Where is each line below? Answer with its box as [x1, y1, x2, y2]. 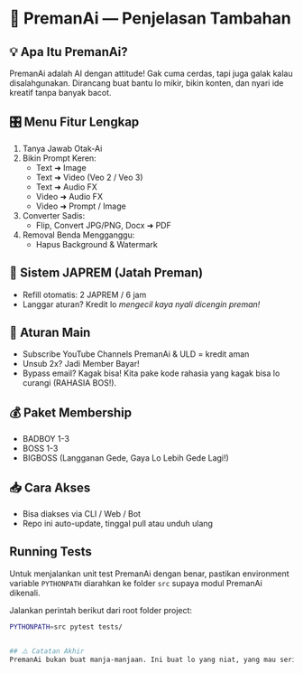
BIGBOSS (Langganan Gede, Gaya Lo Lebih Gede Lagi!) [22, 453, 230, 463]
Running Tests [9, 544, 92, 559]
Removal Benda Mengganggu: [22, 229, 135, 240]
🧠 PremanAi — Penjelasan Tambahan [9, 8, 291, 29]
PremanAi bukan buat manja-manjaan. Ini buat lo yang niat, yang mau [9, 655, 277, 664]
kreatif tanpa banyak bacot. [9, 88, 112, 98]
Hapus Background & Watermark [35, 238, 158, 249]
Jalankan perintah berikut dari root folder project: [9, 604, 192, 615]
